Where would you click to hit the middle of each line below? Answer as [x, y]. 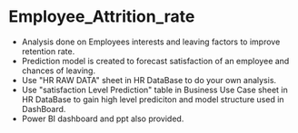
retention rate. [48, 51]
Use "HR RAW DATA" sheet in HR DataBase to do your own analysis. [149, 80]
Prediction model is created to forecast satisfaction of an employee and [155, 61]
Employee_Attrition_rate [102, 17]
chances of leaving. [59, 71]
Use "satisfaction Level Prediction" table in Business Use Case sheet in [154, 90]
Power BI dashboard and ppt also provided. [103, 119]
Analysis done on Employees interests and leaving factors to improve [151, 42]
